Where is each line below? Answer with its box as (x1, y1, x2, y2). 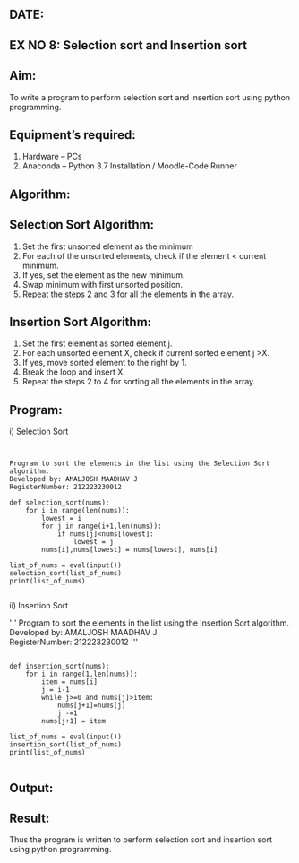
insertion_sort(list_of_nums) (9, 740, 123, 749)
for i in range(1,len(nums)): (25, 669, 139, 679)
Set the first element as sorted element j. (21, 338, 173, 349)
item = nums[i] (41, 677, 98, 686)
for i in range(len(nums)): (25, 506, 130, 515)
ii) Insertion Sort (9, 600, 69, 611)
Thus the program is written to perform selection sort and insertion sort (9, 834, 273, 845)
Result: (9, 811, 50, 826)
